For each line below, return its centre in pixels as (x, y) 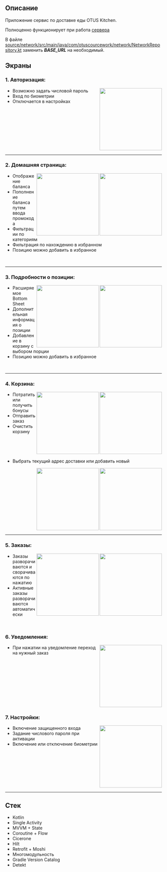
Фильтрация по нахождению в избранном (57, 244)
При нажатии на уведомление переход (54, 647)
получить (22, 405)
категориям (25, 239)
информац (23, 320)
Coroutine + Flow (30, 833)
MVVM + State (27, 828)
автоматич (24, 609)
